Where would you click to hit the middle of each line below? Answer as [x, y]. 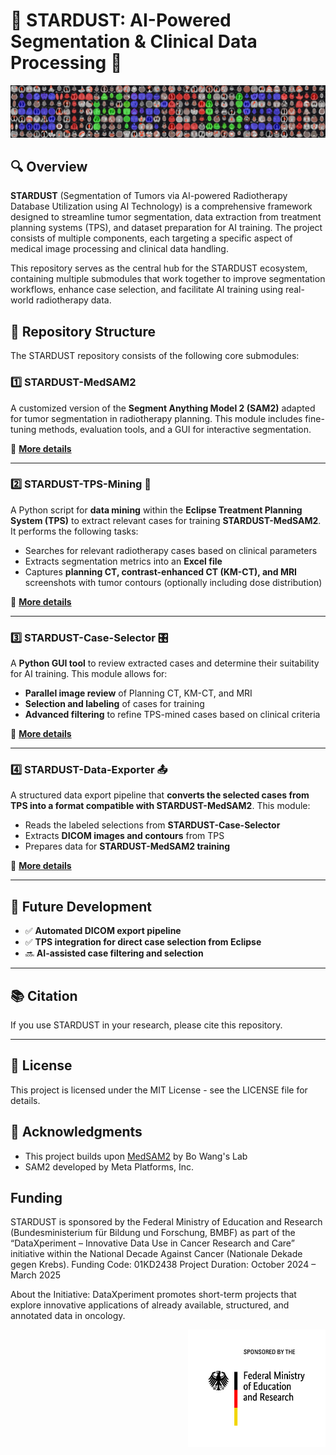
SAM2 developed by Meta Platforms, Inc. [109, 1166]
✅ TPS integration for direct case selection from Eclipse [143, 942]
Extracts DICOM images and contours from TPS [124, 836]
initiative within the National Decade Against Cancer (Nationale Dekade [156, 1254]
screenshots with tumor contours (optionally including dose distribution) [173, 582]
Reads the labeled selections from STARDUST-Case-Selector [152, 825]
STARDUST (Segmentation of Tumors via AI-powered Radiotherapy [149, 196]
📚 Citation [44, 995]
